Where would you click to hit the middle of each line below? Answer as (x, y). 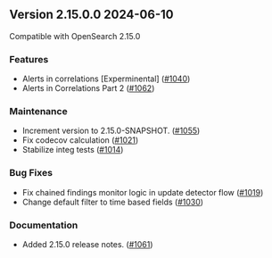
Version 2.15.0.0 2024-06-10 (91, 15)
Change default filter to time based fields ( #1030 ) (112, 202)
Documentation (44, 225)
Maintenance (39, 112)
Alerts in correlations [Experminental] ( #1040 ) (106, 79)
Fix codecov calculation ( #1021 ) (80, 140)
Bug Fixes (31, 173)
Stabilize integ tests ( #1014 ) (73, 150)
